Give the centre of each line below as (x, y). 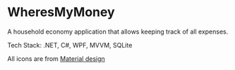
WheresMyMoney (61, 12)
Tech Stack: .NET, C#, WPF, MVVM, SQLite (70, 45)
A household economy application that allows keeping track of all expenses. (118, 31)
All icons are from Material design (56, 58)
